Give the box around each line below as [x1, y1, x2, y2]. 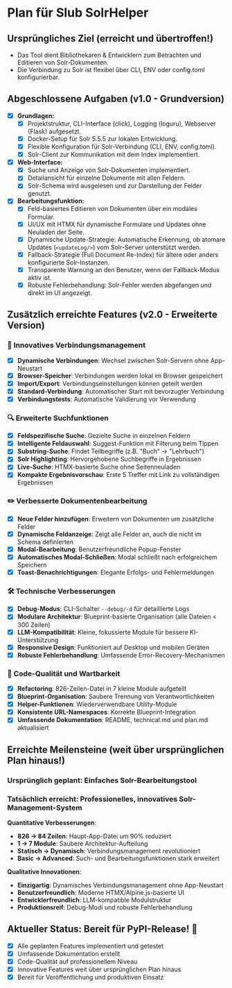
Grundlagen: [17, 111, 55, 119]
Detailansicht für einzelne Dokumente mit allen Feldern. [27, 174, 186, 182]
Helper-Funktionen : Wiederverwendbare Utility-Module [17, 700, 177, 709]
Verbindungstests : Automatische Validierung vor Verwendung [17, 394, 196, 403]
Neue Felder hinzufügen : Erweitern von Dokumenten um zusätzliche [17, 514, 215, 523]
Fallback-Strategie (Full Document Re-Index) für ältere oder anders [27, 250, 219, 258]
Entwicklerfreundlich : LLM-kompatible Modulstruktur [17, 896, 172, 904]
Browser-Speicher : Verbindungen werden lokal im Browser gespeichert [17, 371, 223, 380]
